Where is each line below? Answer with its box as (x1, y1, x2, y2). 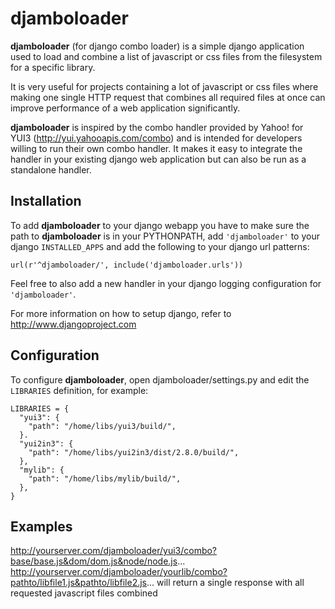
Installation (10, 193, 82, 210)
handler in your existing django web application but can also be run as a (10, 153, 307, 165)
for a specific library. (10, 61, 96, 73)
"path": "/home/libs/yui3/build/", (28, 421, 177, 431)
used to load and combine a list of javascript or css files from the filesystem (10, 50, 323, 62)
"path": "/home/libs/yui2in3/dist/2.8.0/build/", (28, 447, 240, 457)
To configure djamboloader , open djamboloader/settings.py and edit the (10, 373, 310, 386)
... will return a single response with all (146, 577, 305, 589)
